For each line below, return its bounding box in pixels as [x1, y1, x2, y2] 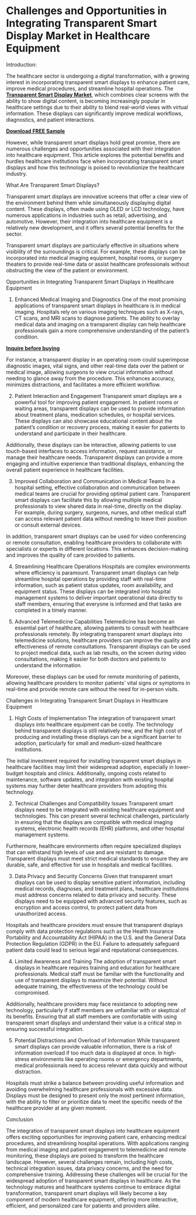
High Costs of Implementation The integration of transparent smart [14, 714, 176, 721]
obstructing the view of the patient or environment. [6, 266, 129, 274]
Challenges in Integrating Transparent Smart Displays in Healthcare [6, 697, 169, 704]
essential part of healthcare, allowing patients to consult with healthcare [14, 624, 189, 631]
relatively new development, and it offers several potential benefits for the [6, 224, 184, 231]
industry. [6, 170, 27, 177]
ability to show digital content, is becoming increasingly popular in [6, 97, 166, 104]
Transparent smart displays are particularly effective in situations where [6, 242, 180, 249]
